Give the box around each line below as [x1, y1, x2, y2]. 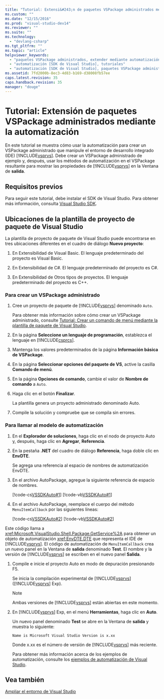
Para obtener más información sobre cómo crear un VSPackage [12, 312, 141, 318]
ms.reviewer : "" [5, 25, 38, 30]
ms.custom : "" [5, 12, 34, 17]
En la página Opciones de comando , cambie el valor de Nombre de [12, 376, 149, 382]
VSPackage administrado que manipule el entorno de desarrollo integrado [5, 148, 154, 153]
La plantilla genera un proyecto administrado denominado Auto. [12, 400, 140, 406]
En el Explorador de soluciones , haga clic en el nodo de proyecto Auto [12, 433, 155, 439]
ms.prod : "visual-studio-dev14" [5, 21, 71, 26]
